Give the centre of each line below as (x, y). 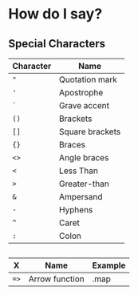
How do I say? (55, 14)
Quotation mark (88, 79)
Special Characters (57, 44)
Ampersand (81, 197)
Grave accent (84, 105)
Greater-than (84, 184)
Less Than (78, 171)
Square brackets (90, 131)
